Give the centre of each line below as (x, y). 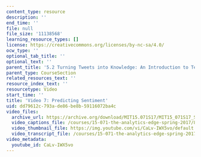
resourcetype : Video (32, 90)
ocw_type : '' (22, 51)
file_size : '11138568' (34, 34)
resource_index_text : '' (37, 84)
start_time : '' (25, 95)
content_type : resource (36, 12)
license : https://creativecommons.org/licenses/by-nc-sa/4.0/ (85, 45)
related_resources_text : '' (41, 78)
